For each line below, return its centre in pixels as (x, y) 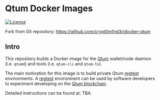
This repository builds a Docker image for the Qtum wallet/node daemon (78, 59)
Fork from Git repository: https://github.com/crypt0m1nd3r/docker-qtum (78, 31)
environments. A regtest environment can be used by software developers (80, 78)
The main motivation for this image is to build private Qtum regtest (72, 73)
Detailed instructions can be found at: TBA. (49, 93)
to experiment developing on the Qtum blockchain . (56, 83)
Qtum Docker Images (49, 9)
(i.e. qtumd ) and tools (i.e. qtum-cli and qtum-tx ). (53, 63)
